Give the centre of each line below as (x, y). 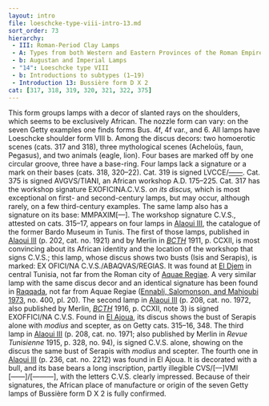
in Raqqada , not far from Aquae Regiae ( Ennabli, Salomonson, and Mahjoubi (133, 291)
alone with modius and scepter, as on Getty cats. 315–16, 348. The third (126, 326)
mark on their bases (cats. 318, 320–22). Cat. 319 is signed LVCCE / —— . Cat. (134, 172)
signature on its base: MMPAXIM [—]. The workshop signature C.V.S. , (122, 215)
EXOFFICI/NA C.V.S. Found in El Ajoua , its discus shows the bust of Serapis (132, 317)
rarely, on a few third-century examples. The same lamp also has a (118, 207)
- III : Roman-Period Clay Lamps (66, 46)
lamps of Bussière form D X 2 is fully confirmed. (87, 394)
